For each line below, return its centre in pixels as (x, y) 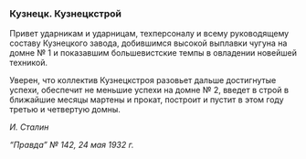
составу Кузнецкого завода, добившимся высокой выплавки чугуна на (148, 43)
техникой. (29, 63)
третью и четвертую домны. (65, 110)
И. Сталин (29, 127)
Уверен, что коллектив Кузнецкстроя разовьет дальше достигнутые (143, 80)
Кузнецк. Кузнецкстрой (65, 14)
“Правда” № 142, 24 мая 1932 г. (72, 145)
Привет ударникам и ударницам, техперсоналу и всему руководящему (149, 34)
